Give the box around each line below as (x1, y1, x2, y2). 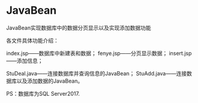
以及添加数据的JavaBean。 (16, 77, 83, 84)
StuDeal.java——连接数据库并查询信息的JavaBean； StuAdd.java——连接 (6, 69, 187, 77)
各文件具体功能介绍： (6, 37, 59, 44)
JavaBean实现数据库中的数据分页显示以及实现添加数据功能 (6, 24, 151, 31)
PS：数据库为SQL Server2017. (6, 90, 80, 97)
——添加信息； (6, 57, 43, 64)
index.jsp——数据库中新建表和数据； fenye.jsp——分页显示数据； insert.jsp (6, 49, 192, 57)
